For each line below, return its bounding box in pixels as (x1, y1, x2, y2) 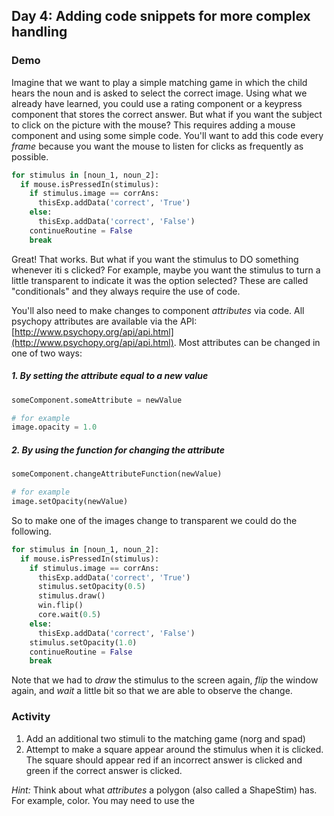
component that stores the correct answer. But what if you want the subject (11, 108, 323, 120)
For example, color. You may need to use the (11, 794, 196, 806)
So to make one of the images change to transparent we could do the (11, 514, 298, 526)
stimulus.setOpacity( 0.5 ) (37, 582, 146, 592)
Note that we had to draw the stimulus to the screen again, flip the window (11, 674, 319, 686)
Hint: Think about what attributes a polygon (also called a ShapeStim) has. (11, 784, 318, 796)
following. (11, 525, 52, 537)
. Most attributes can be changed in (173, 336, 321, 348)
